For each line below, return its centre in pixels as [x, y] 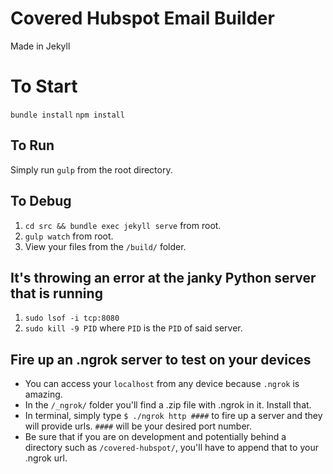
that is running [56, 293]
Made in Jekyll [40, 46]
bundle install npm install [67, 115]
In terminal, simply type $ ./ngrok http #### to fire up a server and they [173, 416]
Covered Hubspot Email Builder [142, 18]
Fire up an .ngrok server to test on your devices [161, 359]
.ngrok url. [46, 458]
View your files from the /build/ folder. [105, 246]
